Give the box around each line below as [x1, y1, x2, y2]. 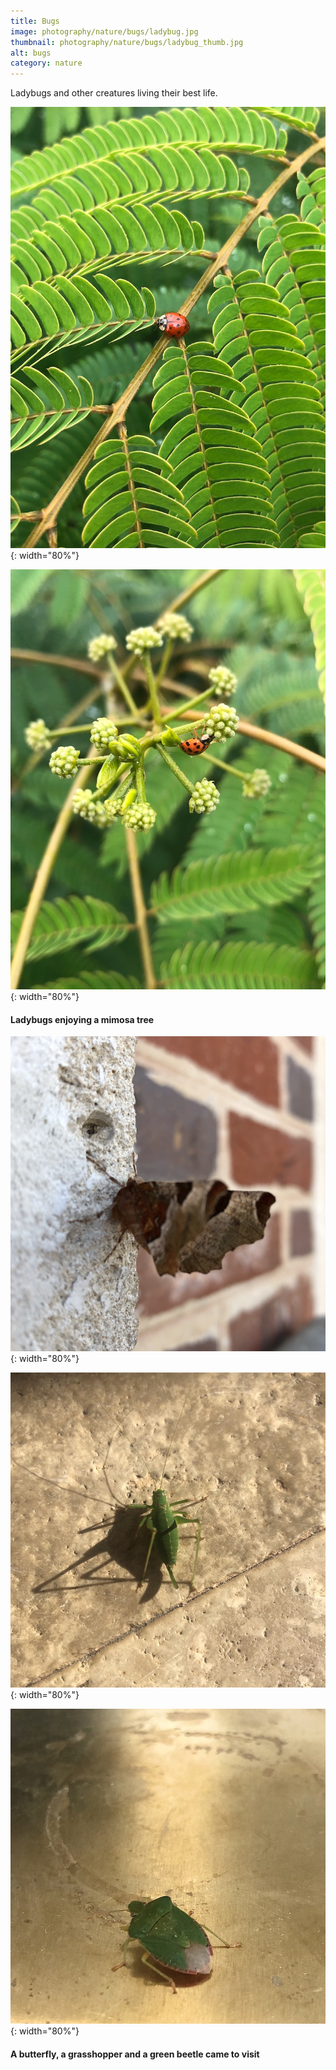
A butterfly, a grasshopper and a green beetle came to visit [10, 2048, 260, 2060]
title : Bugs [10, 16, 60, 26]
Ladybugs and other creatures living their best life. [10, 87, 218, 99]
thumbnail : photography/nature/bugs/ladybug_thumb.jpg [10, 37, 244, 47]
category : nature [10, 58, 83, 69]
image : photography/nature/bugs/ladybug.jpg [10, 26, 199, 37]
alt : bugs [10, 48, 52, 58]
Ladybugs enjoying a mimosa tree [10, 1013, 155, 1025]
